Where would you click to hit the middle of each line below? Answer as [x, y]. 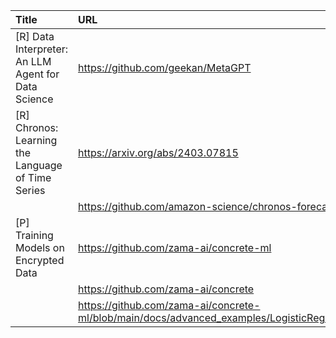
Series [30, 190]
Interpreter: [42, 49]
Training [34, 235]
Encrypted [40, 260]
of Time [33, 177]
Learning [36, 140]
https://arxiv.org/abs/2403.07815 [158, 152]
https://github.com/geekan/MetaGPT [165, 67]
